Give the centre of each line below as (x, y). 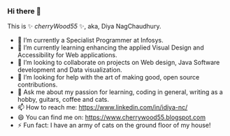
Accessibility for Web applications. (67, 55)
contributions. (37, 85)
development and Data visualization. (70, 70)
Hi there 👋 (24, 11)
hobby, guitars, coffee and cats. (63, 100)
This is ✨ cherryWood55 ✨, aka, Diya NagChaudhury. (84, 27)
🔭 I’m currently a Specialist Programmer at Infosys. (91, 40)
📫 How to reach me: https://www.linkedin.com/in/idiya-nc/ (102, 107)
